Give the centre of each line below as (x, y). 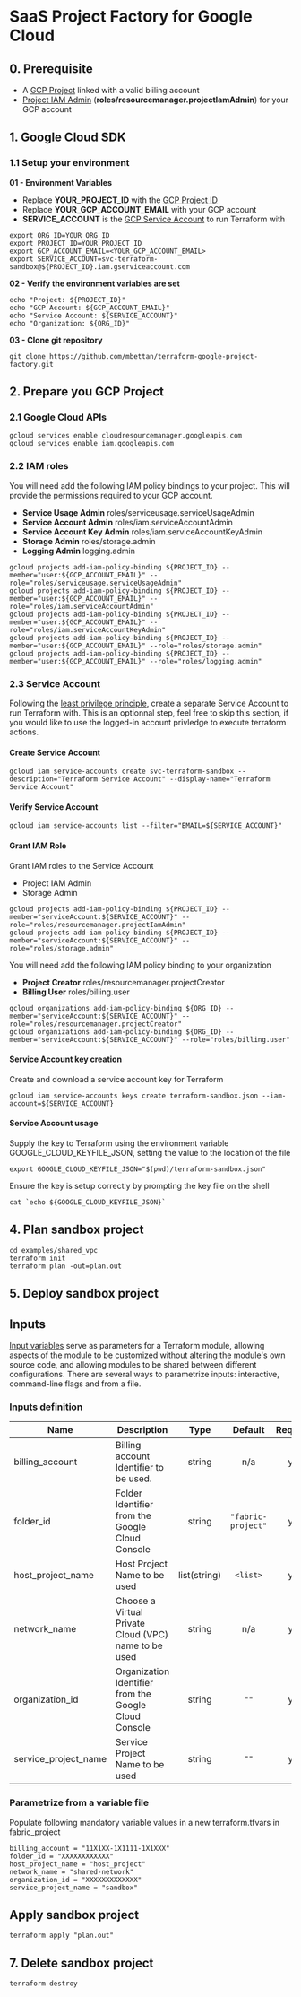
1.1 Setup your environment (69, 163)
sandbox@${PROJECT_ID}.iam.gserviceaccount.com (100, 266)
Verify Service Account (54, 807)
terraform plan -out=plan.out (66, 1266)
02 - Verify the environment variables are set (95, 283)
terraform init (38, 1258)
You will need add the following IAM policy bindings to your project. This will (150, 485)
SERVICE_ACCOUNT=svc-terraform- (98, 259)
